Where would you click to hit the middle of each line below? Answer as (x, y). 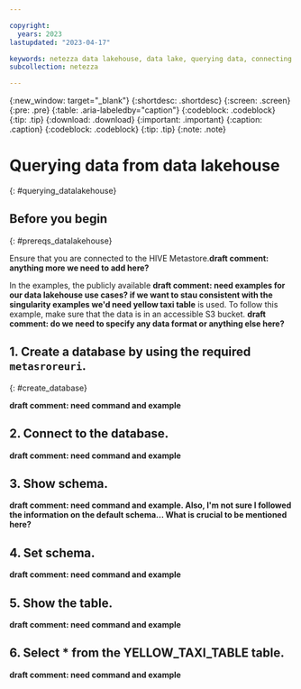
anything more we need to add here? (79, 268)
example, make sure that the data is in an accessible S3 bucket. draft (137, 314)
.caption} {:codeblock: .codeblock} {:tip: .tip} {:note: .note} (118, 129)
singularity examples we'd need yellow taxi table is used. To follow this (144, 304)
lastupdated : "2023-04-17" (60, 42)
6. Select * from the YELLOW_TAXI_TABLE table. (147, 653)
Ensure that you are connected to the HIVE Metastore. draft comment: (139, 258)
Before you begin (59, 219)
